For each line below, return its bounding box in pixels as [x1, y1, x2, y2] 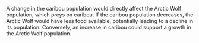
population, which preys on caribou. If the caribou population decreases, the [6, 11, 194, 18]
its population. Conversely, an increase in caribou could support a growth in [6, 24, 192, 31]
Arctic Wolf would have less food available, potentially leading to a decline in [6, 18, 194, 24]
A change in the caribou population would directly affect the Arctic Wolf [6, 5, 182, 12]
